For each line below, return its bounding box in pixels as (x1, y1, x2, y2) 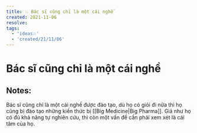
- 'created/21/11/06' (11, 36, 65, 42)
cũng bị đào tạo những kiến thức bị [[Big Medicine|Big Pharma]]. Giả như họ (6, 107, 191, 115)
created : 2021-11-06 (6, 14, 57, 20)
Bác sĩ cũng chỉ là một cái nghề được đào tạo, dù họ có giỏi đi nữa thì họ (6, 102, 182, 108)
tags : (6, 25, 20, 31)
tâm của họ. (6, 120, 35, 127)
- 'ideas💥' (11, 31, 40, 37)
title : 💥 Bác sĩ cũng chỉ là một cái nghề (6, 8, 114, 15)
